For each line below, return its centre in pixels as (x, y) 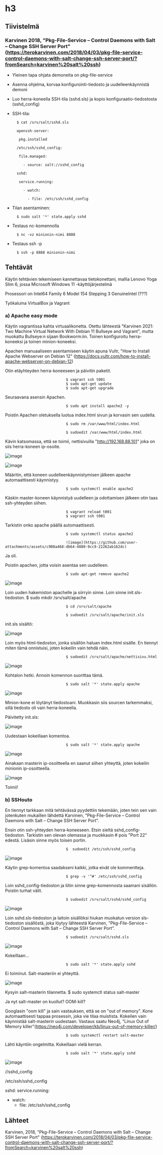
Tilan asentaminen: (31, 208)
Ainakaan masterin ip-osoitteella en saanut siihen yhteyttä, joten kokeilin (77, 763)
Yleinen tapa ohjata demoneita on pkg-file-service (62, 75)
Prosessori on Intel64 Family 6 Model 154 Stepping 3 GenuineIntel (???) (76, 294)
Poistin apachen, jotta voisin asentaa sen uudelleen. (57, 565)
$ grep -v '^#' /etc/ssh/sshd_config (104, 876)
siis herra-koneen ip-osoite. (33, 446)
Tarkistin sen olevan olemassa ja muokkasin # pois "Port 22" (86, 835)
